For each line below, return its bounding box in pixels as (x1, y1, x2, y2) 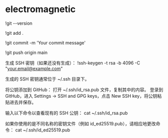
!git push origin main (5, 49, 48, 55)
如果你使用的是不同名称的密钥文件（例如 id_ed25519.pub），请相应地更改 (5, 120, 156, 126)
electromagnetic (5, 4, 76, 15)
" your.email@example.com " (5, 65, 63, 72)
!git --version (5, 20, 33, 26)
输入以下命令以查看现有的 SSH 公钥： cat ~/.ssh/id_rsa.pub (5, 110, 128, 116)
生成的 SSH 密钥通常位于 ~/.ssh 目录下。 (5, 76, 90, 82)
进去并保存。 (9, 99, 36, 105)
